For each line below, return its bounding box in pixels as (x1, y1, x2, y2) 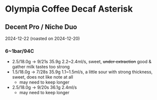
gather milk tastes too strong (12, 64, 70, 70)
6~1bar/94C (5, 48, 35, 54)
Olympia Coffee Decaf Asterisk (5, 3, 133, 15)
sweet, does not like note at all (12, 74, 73, 80)
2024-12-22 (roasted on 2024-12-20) (5, 35, 80, 41)
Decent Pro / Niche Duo (5, 23, 77, 31)
